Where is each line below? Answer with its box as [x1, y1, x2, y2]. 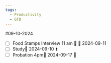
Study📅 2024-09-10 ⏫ [12, 46, 58, 52]
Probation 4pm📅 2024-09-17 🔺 [12, 51, 77, 58]
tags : [5, 7, 17, 13]
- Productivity [10, 12, 42, 17]
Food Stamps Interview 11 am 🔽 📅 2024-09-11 [12, 40, 106, 46]
